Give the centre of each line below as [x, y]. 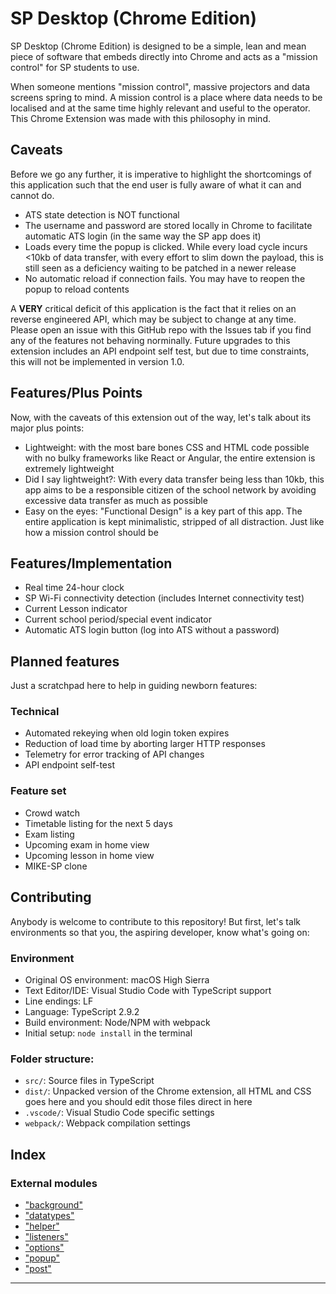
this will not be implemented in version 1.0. [97, 361]
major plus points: [47, 428]
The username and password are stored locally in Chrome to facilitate [168, 225]
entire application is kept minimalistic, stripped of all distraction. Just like [174, 521]
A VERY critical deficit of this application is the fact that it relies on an [153, 308]
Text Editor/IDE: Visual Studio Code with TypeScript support [148, 990]
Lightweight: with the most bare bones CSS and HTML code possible [167, 447]
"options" [44, 1247]
